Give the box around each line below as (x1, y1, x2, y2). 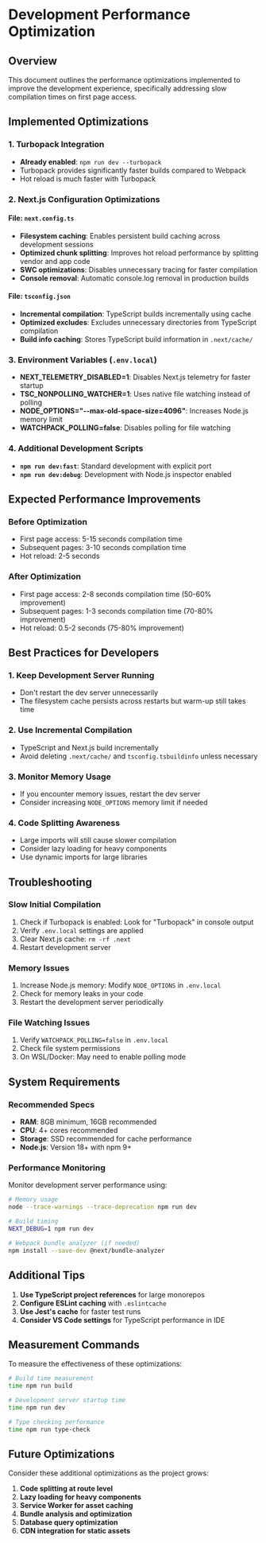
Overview (8, 54, 58, 68)
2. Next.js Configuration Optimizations (8, 193, 160, 204)
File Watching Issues (8, 1018, 91, 1029)
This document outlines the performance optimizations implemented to (8, 76, 241, 84)
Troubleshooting (8, 875, 93, 889)
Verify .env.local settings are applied (19, 925, 145, 935)
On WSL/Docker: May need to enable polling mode (19, 1052, 187, 1062)
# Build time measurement (8, 1374, 94, 1382)
